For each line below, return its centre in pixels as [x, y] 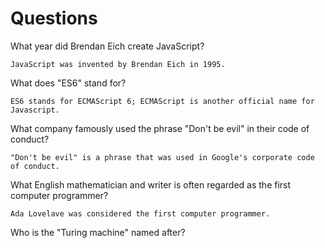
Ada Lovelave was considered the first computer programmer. [140, 213]
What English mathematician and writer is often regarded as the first [151, 184]
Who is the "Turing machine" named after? [98, 232]
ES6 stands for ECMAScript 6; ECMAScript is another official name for [162, 101]
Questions [54, 18]
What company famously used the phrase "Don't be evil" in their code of [160, 128]
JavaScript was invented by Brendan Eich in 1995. [118, 64]
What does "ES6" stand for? [68, 83]
